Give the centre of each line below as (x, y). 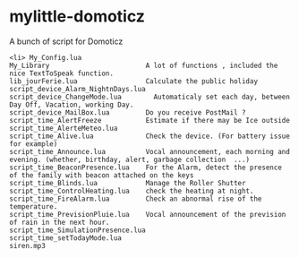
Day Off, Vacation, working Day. (72, 105)
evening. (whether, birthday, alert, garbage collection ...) (130, 159)
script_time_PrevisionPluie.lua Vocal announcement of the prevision (148, 214)
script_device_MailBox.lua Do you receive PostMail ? (128, 112)
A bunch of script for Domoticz (66, 41)
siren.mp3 (28, 245)
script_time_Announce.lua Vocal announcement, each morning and (150, 151)
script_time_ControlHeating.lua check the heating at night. (132, 191)
